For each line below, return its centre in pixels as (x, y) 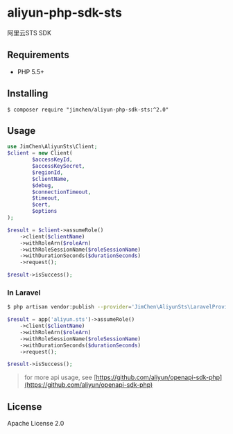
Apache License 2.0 (36, 424)
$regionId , (48, 172)
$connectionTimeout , (62, 192)
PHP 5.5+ (31, 71)
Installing (28, 94)
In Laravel (24, 293)
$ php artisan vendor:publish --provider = (69, 307)
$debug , (43, 185)
